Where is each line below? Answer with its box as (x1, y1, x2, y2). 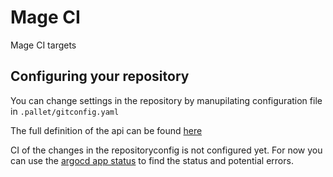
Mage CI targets (10, 39, 77, 51)
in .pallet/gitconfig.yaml (10, 105, 120, 117)
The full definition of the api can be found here (10, 124, 203, 136)
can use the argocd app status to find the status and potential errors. (10, 154, 294, 166)
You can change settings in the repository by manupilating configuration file (10, 94, 323, 106)
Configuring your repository (10, 68, 190, 85)
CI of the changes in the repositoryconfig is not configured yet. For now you (10, 144, 323, 156)
